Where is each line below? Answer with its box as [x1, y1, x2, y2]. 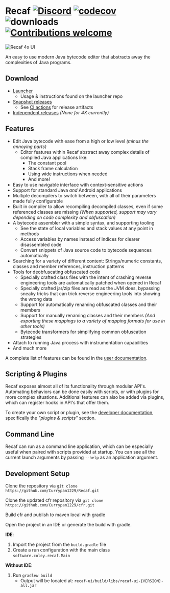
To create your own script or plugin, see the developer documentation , [5, 410, 154, 416]
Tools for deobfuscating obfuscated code [12, 269, 101, 275]
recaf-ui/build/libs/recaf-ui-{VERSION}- [74, 579, 164, 584]
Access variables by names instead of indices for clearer [20, 236, 140, 242]
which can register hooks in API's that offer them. [5, 400, 110, 406]
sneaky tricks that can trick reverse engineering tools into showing [20, 290, 161, 297]
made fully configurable [12, 198, 63, 204]
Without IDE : [5, 562, 33, 568]
